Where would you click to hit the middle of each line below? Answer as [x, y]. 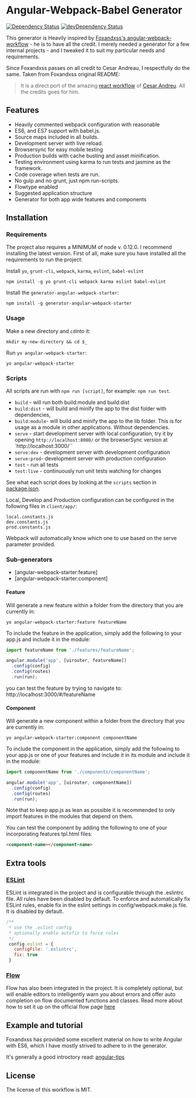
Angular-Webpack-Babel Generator [94, 10]
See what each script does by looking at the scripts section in [81, 483]
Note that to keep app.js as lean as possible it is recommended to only [91, 810]
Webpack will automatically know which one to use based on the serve [92, 538]
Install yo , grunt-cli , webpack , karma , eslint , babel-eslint [75, 271]
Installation [27, 218]
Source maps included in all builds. [56, 137]
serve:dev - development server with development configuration [92, 452]
